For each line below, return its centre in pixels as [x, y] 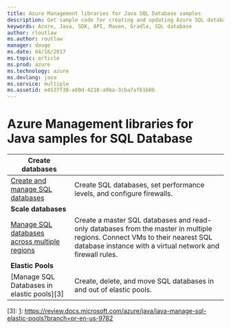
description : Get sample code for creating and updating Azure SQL [106, 20]
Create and [29, 181]
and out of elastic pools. [113, 290]
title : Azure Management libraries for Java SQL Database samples [104, 13]
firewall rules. [96, 255]
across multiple [35, 242]
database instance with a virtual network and [147, 246]
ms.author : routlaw [35, 39]
